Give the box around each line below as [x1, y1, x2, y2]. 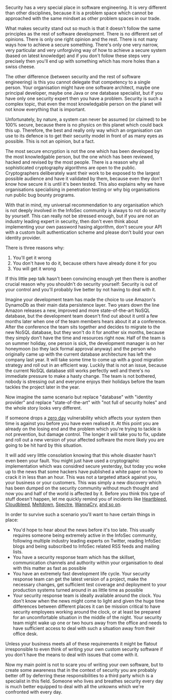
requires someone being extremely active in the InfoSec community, [12, 532, 158, 538]
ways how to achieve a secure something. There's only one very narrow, [5, 42, 159, 48]
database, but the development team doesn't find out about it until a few [5, 313, 158, 319]
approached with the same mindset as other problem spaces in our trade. [5, 15, 161, 21]
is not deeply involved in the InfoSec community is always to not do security [5, 207, 166, 213]
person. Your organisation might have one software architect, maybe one [5, 84, 160, 91]
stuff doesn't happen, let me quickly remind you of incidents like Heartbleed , [5, 496, 167, 502]
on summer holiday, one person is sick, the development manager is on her [5, 340, 164, 346]
